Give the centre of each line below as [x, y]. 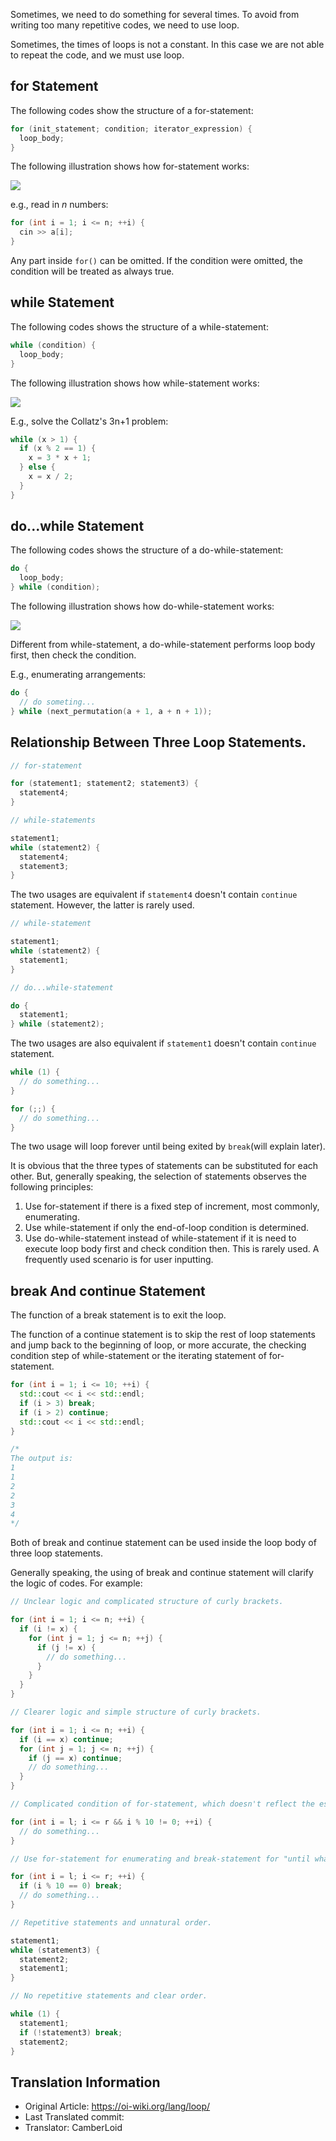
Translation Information [85, 2082]
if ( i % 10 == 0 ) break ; [71, 1886]
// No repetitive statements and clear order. [109, 1996]
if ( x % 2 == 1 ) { [58, 449]
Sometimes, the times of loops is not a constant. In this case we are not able [167, 44]
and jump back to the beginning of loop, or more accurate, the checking [158, 1345]
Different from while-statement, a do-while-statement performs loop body [163, 645]
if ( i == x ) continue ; [66, 1739]
